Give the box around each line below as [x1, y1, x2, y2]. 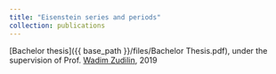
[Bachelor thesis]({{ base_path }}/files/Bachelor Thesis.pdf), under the [9, 45, 268, 55]
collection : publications [9, 21, 105, 30]
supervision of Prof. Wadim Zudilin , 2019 [9, 55, 158, 65]
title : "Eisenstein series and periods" [9, 12, 162, 22]
